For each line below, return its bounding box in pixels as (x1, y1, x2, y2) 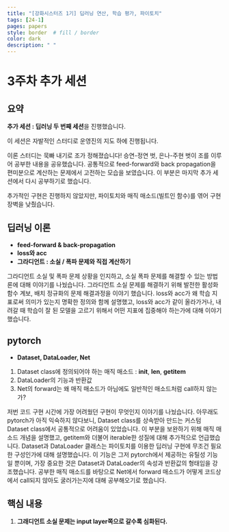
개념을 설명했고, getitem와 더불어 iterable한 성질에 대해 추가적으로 (19, 433, 197, 442)
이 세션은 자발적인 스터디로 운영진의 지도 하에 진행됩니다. (7, 137, 159, 144)
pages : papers (7, 23, 48, 29)
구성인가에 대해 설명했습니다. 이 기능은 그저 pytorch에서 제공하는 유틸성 (14, 450, 206, 459)
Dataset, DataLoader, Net (16, 353, 91, 362)
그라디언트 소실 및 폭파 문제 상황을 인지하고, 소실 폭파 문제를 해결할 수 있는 (7, 272, 206, 280)
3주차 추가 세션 (7, 73, 87, 89)
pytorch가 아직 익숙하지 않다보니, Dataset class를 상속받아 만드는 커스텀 (7, 416, 202, 425)
